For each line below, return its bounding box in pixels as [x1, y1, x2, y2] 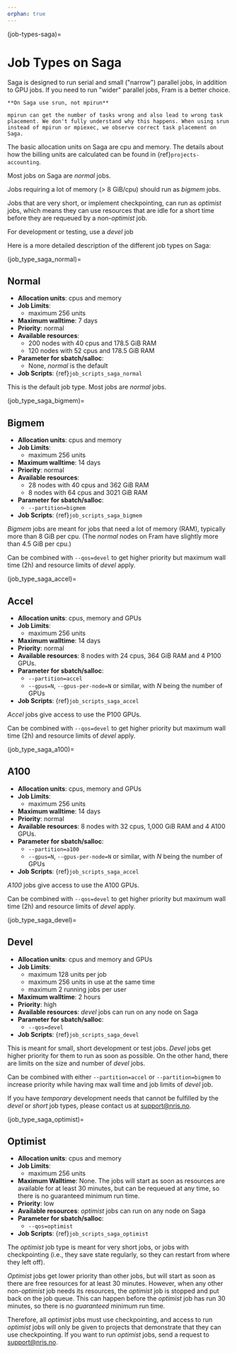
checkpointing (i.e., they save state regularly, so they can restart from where [7, 1250, 230, 1259]
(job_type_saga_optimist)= [7, 1115, 85, 1123]
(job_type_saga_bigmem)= [7, 397, 85, 405]
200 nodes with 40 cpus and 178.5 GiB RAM [28, 339, 157, 347]
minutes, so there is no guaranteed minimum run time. [7, 1302, 166, 1311]
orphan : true [7, 10, 46, 18]
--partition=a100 [28, 846, 80, 853]
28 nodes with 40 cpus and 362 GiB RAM [28, 481, 149, 489]
